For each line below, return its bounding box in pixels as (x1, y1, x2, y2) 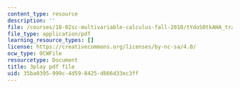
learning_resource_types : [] (7, 37, 94, 44)
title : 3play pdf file (7, 63, 75, 70)
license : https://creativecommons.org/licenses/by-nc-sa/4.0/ (7, 43, 196, 50)
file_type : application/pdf (7, 30, 91, 38)
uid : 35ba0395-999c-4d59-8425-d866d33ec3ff (7, 70, 139, 77)
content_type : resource (7, 10, 79, 18)
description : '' (7, 17, 56, 24)
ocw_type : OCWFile (7, 50, 62, 57)
